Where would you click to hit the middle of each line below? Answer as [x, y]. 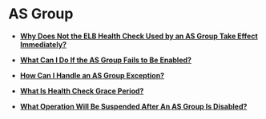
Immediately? [43, 44]
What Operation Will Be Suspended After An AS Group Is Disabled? [133, 106]
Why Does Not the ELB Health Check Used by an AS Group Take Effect [139, 36]
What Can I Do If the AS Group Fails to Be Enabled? [106, 60]
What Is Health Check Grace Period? [82, 91]
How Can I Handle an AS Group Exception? [92, 75]
